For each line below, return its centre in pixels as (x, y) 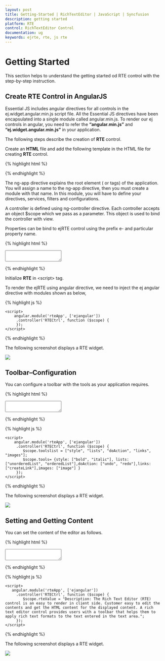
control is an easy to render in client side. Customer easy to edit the (83, 603)
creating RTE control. (27, 154)
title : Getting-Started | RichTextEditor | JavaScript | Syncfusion (77, 14)
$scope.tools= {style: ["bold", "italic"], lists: (76, 460)
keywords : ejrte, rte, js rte (36, 38)
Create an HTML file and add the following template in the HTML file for (78, 149)
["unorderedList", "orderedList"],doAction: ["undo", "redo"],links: (78, 464)
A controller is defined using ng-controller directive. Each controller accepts (82, 208)
